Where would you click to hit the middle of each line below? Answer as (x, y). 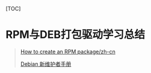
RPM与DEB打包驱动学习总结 (75, 35)
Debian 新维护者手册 (46, 64)
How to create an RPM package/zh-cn (68, 51)
